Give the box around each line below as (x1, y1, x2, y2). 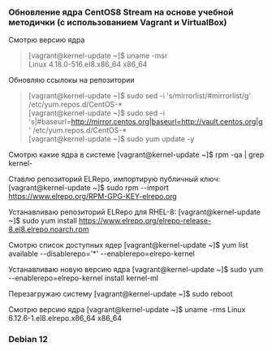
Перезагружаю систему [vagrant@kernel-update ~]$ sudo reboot (8, 289, 233, 299)
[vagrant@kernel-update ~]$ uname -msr (28, 51, 168, 61)
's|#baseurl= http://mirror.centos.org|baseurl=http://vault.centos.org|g (28, 117, 263, 127)
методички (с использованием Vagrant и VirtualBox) (8, 16, 227, 28)
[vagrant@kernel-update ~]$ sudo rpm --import (8, 183, 169, 193)
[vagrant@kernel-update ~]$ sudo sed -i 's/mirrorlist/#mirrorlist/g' (28, 91, 252, 101)
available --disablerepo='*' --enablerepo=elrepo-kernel (8, 249, 195, 258)
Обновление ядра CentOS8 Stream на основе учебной (8, 6, 234, 18)
